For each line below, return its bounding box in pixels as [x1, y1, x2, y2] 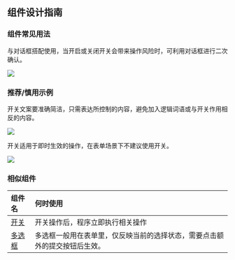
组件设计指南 [7, 6, 63, 19]
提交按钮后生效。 [48, 241, 105, 251]
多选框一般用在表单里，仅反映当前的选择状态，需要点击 [34, 231, 217, 240]
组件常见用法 [7, 29, 51, 39]
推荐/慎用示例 [7, 87, 54, 97]
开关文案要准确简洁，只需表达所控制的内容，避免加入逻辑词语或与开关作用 [7, 104, 222, 113]
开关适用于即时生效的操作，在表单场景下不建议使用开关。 [7, 141, 173, 150]
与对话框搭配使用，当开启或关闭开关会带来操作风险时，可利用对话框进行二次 [7, 46, 228, 55]
